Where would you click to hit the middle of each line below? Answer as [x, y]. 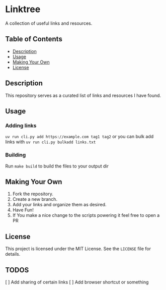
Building [16, 155]
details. [13, 254]
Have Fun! [23, 210]
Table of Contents [34, 39]
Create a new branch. [35, 199]
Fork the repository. [33, 194]
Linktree [23, 9]
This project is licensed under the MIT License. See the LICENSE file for [78, 249]
